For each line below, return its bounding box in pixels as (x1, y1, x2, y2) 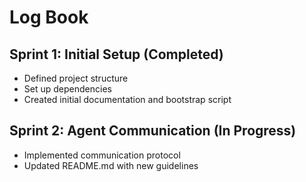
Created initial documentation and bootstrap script (23, 94, 232, 105)
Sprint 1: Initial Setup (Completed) (9, 46, 224, 63)
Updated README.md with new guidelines (23, 159, 199, 171)
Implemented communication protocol (23, 149, 181, 161)
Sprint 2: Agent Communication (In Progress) (9, 122, 297, 140)
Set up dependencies (23, 83, 112, 95)
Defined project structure (23, 72, 129, 84)
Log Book (9, 6, 89, 29)
